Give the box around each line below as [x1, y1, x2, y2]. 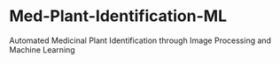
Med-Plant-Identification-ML [9, 6, 228, 26]
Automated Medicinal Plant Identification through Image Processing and [9, 35, 272, 46]
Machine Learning [9, 44, 75, 54]
